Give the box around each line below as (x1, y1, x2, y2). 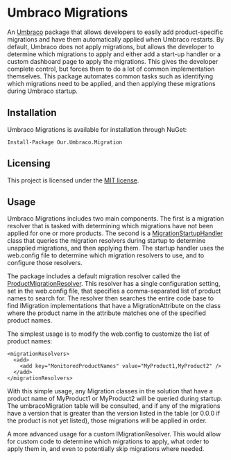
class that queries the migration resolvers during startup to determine (7, 237, 206, 245)
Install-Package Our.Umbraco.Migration (7, 139, 123, 146)
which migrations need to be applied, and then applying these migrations (7, 79, 216, 87)
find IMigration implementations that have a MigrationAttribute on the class (7, 302, 221, 310)
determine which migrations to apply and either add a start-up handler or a (7, 50, 221, 58)
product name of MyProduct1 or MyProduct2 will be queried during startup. (7, 394, 223, 403)
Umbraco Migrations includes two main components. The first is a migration (7, 214, 224, 223)
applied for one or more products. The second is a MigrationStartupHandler (7, 229, 223, 237)
